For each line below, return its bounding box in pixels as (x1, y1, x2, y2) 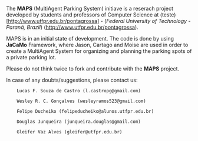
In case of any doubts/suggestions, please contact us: (6, 76, 138, 83)
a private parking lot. (6, 54, 57, 61)
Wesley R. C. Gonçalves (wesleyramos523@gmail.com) (16, 98, 146, 104)
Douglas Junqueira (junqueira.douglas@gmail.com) (16, 119, 141, 125)
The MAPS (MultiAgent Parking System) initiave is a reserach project (6, 5, 174, 12)
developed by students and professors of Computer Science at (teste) (6, 11, 176, 18)
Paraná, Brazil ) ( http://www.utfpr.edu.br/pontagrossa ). (6, 23, 138, 31)
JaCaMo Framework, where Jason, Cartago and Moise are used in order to (6, 41, 189, 48)
